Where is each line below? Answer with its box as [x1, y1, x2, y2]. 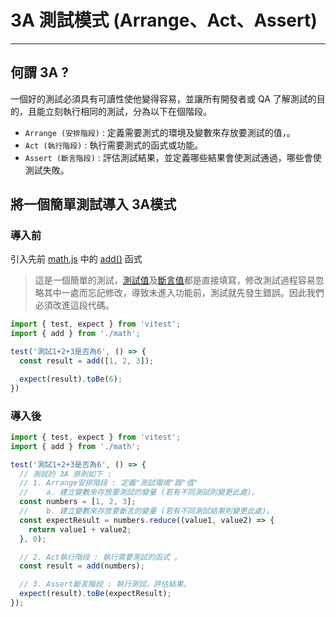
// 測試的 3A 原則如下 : [19, 469, 112, 479]
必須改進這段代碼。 [34, 299, 115, 311]
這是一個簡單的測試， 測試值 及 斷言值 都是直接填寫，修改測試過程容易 [34, 274, 316, 286]
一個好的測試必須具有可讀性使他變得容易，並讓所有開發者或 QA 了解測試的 [10, 92, 317, 105]
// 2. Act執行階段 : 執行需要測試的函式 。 [19, 552, 182, 562]
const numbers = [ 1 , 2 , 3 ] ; [19, 497, 137, 507]
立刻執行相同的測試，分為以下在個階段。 [44, 105, 212, 117]
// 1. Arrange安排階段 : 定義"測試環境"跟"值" [19, 478, 199, 488]
